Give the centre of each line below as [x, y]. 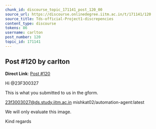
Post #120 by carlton [38, 62]
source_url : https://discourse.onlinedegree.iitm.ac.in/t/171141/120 [78, 14]
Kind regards [18, 121]
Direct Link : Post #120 [28, 73]
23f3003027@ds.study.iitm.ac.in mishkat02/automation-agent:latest [75, 102]
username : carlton [24, 32]
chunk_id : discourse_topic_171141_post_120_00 [54, 10]
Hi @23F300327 [22, 83]
